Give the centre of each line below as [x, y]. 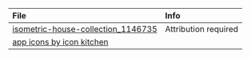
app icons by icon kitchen [60, 42]
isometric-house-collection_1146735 [85, 29]
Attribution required [201, 29]
